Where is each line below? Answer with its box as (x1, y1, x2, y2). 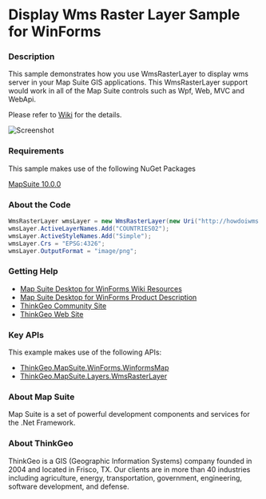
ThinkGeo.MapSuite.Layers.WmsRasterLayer (19, 371, 168, 381)
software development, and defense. (8, 481, 129, 491)
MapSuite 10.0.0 (8, 179, 62, 188)
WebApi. (8, 94, 37, 105)
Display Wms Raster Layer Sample (8, 6, 240, 24)
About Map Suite (8, 391, 75, 402)
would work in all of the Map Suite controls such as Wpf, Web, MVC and (8, 86, 245, 96)
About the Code (8, 199, 71, 210)
